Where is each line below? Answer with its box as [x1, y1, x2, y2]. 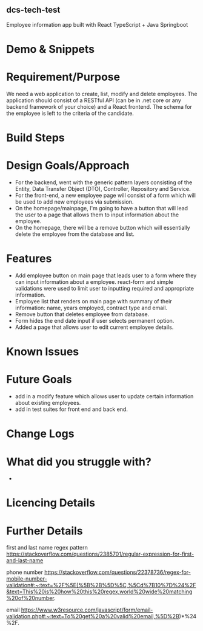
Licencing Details [6, 496, 96, 510]
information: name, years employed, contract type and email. [15, 304, 168, 311]
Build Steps [6, 131, 65, 145]
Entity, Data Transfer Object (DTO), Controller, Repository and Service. [15, 185, 191, 193]
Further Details [6, 524, 83, 537]
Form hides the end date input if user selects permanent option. [15, 317, 175, 324]
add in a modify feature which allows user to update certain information [15, 393, 194, 400]
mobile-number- [6, 575, 47, 582]
